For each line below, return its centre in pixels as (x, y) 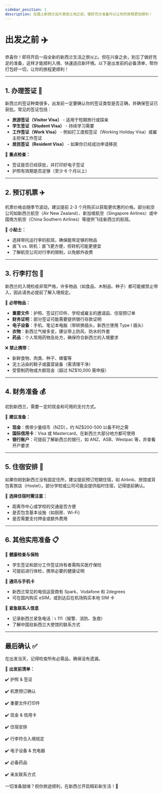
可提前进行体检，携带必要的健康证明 (48, 571)
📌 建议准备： (18, 416)
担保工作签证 (29, 138)
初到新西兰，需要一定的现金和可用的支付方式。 (52, 406)
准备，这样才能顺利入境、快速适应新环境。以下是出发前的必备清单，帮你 (86, 63)
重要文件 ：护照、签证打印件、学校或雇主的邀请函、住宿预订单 (74, 313)
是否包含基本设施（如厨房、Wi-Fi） (47, 512)
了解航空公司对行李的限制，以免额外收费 (52, 252)
